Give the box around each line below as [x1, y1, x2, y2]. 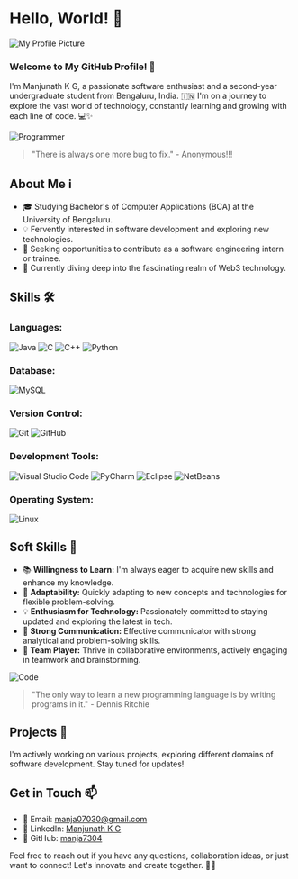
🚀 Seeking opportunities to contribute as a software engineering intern [22, 243, 284, 255]
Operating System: [9, 493, 95, 505]
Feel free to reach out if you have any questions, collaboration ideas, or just [9, 850, 290, 861]
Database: [9, 364, 56, 376]
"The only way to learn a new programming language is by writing [31, 689, 276, 700]
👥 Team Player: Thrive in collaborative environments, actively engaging [22, 644, 288, 656]
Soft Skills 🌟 [9, 539, 78, 555]
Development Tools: [9, 450, 99, 463]
